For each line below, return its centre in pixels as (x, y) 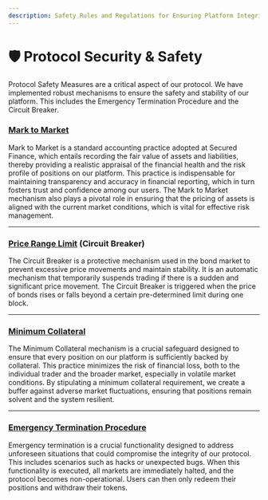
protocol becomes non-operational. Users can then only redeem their (122, 478)
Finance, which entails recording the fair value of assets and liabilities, (124, 156)
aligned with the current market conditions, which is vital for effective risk (129, 207)
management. (31, 215)
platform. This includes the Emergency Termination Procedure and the (124, 101)
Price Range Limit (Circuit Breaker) (77, 243)
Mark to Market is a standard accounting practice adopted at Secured (123, 148)
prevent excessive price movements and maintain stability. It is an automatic (133, 270)
